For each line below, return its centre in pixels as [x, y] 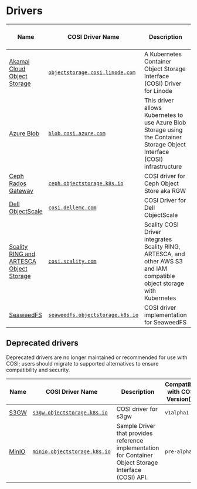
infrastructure [163, 166]
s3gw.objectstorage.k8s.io [70, 412]
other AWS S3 [163, 261]
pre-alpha [179, 451]
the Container [163, 137]
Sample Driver [136, 426]
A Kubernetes [163, 54]
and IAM [156, 269]
